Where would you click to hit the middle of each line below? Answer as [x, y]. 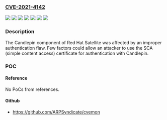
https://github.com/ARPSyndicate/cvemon [56, 112]
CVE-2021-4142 [25, 7]
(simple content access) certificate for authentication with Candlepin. [77, 53]
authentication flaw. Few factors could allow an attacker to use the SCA [79, 48]
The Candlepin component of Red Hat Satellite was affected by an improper [83, 42]
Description [20, 32]
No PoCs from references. [32, 89]
